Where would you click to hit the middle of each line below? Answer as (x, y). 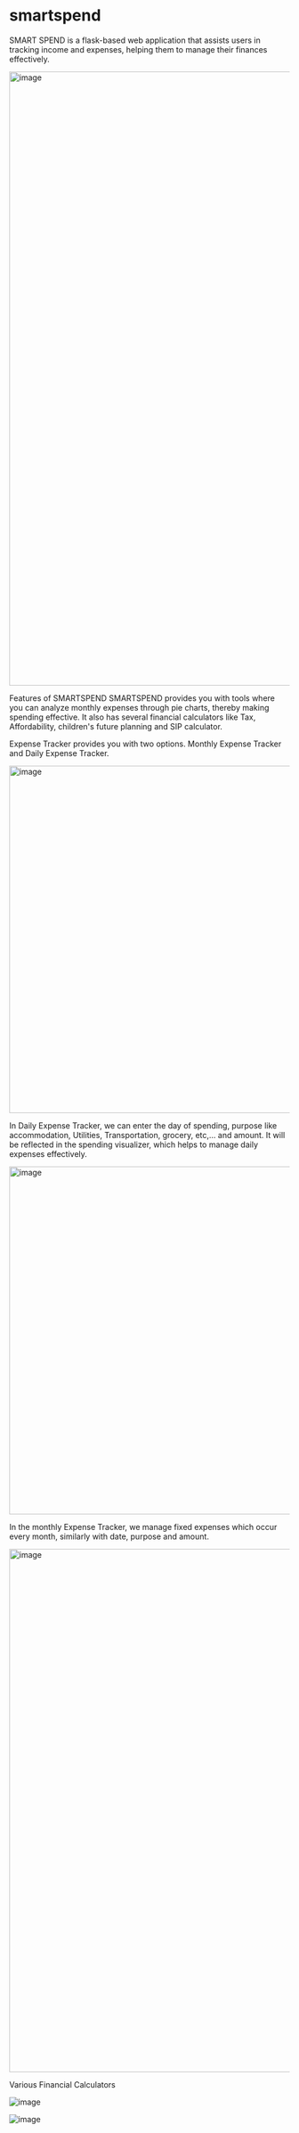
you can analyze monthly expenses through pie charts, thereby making (139, 707)
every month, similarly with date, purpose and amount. (109, 1536)
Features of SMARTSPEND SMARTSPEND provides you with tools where (142, 698)
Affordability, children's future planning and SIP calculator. (116, 726)
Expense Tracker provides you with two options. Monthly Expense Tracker (145, 744)
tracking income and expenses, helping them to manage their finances (138, 49)
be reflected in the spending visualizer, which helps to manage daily (133, 1144)
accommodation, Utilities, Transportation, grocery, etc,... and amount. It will (147, 1135)
